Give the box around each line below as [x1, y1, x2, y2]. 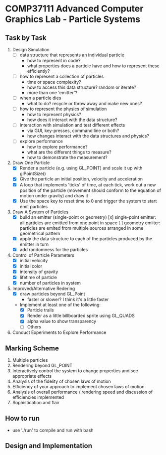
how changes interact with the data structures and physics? [27, 133, 150, 139]
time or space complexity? [27, 79, 81, 85]
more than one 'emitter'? [27, 90, 78, 96]
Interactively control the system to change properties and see [12, 368, 138, 374]
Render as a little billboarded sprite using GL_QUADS [27, 312, 135, 319]
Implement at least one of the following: [19, 302, 101, 308]
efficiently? [27, 68, 50, 74]
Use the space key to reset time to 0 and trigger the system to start [19, 198, 157, 204]
